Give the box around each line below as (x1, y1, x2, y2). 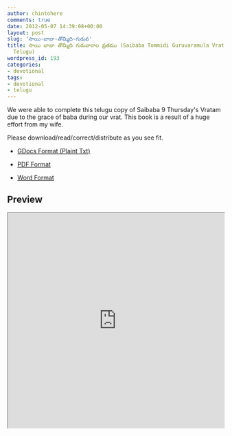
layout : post (7, 29, 45, 36)
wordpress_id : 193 (7, 55, 60, 62)
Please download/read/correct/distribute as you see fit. (7, 133, 163, 142)
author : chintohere (7, 10, 63, 17)
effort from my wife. (7, 120, 64, 129)
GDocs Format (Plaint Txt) (16, 147, 91, 155)
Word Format (16, 173, 55, 182)
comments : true (7, 17, 51, 23)
